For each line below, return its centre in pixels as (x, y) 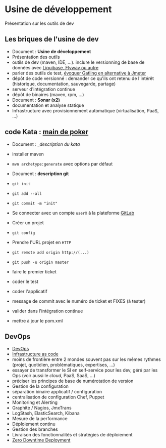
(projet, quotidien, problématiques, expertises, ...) (63, 365)
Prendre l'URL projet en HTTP (41, 242)
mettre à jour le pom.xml (37, 320)
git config (23, 233)
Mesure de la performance (40, 419)
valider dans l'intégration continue (47, 311)
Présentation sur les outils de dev (39, 23)
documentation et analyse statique (48, 105)
